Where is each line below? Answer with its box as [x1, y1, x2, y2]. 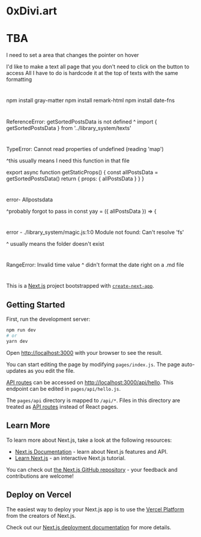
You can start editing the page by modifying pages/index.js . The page [6, 361, 181, 368]
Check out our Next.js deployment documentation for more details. [6, 523, 172, 531]
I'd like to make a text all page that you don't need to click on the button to [6, 63, 190, 70]
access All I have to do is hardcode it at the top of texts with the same [6, 70, 179, 77]
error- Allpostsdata [6, 196, 53, 203]
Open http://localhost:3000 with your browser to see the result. [6, 349, 163, 356]
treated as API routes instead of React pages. [6, 403, 118, 410]
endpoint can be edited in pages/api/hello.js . [6, 385, 121, 392]
